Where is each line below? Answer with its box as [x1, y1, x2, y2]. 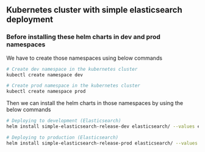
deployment [6, 15, 54, 25]
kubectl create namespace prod [6, 89, 86, 95]
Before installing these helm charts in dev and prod [6, 33, 160, 42]
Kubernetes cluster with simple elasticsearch [6, 5, 183, 15]
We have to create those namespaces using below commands [6, 54, 163, 62]
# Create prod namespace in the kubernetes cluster [6, 82, 140, 89]
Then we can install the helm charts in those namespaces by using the [6, 100, 184, 107]
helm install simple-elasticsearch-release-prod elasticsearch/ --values [6, 140, 198, 146]
